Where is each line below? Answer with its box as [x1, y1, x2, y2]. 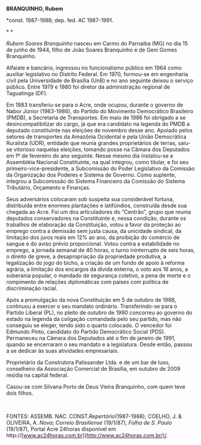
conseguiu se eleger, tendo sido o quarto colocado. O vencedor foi [6, 322, 172, 329]
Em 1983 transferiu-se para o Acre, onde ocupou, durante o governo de [6, 101, 184, 108]
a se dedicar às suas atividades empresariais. [6, 347, 119, 354]
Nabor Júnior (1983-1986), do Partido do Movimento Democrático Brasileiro [6, 108, 194, 114]
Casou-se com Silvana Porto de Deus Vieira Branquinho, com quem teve [6, 383, 186, 390]
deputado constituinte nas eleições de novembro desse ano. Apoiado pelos [6, 127, 193, 134]
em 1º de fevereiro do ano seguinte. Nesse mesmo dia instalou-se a [6, 152, 173, 159]
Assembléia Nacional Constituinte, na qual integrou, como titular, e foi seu [6, 159, 189, 165]
